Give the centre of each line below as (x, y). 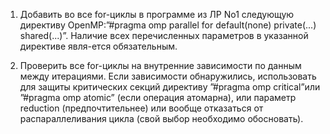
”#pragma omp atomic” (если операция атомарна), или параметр (158, 97)
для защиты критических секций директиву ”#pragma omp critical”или (170, 87)
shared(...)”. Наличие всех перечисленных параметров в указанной (164, 35)
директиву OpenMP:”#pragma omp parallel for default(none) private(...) (168, 25)
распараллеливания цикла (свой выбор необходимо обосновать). (161, 118)
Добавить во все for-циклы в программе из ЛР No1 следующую (157, 14)
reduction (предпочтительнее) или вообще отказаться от (141, 108)
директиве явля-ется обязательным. (98, 46)
